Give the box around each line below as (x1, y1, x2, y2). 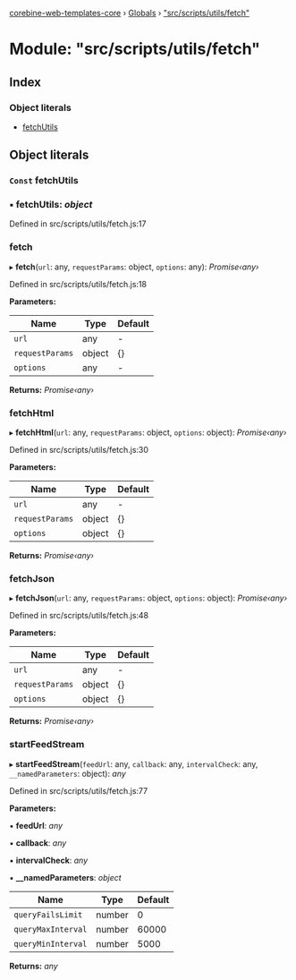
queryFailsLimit (13, 909, 83, 920)
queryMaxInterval (13, 924, 88, 934)
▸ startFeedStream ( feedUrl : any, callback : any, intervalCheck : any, (9, 758, 258, 769)
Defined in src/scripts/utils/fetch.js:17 (9, 218, 147, 229)
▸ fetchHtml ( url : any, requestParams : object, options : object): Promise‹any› (9, 427, 287, 438)
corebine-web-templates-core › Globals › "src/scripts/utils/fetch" (9, 8, 250, 18)
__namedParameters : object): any (9, 768, 127, 779)
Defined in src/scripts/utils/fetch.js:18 (9, 278, 148, 289)
